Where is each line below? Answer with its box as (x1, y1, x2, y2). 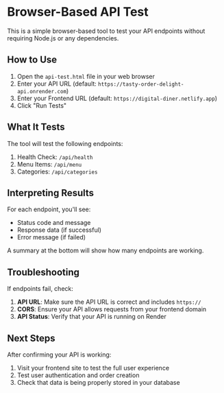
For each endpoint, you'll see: (7, 205, 91, 213)
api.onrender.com (16, 88, 67, 95)
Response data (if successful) (16, 226, 101, 234)
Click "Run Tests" (16, 101, 67, 110)
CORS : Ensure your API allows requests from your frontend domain (16, 305, 207, 313)
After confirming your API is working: (7, 350, 112, 359)
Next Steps (7, 332, 55, 344)
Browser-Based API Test (7, 4, 149, 20)
